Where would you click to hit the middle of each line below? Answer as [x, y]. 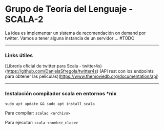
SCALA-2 [24, 19]
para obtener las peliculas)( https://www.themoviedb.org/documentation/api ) [82, 76]
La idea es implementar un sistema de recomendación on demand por [75, 33]
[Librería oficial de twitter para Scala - [43, 66]
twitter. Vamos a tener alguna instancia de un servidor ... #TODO [70, 38]
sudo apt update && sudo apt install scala [50, 104]
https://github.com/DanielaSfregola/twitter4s [52, 71]
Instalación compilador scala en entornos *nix [61, 94]
